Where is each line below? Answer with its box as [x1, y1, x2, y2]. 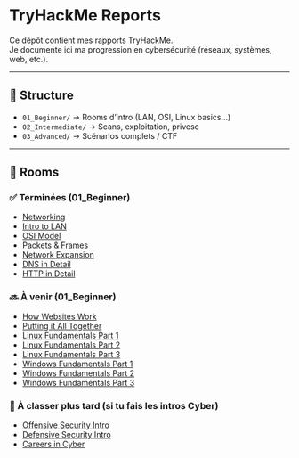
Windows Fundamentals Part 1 [21, 358, 133, 369]
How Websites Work [21, 311, 97, 322]
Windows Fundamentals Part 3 [21, 377, 135, 388]
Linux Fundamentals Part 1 [21, 330, 119, 340]
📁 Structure [9, 88, 74, 103]
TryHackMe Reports [9, 5, 162, 26]
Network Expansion [21, 249, 95, 260]
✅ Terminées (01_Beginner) [9, 192, 131, 204]
